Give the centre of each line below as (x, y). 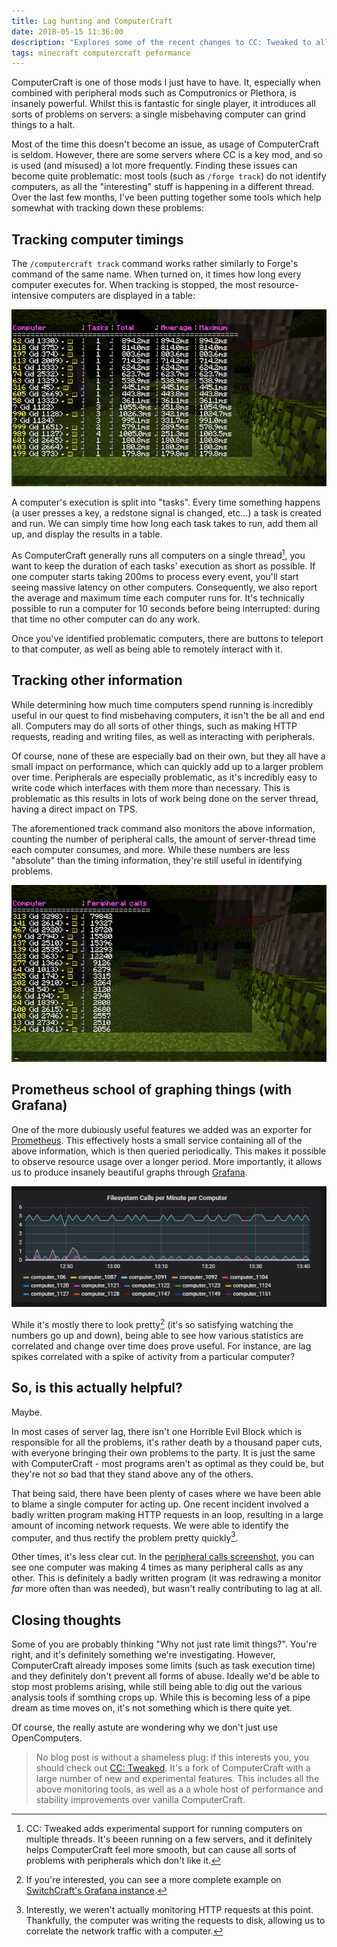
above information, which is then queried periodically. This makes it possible (169, 1151)
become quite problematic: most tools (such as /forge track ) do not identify (169, 176)
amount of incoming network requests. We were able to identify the (150, 1525)
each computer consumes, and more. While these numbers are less (151, 849)
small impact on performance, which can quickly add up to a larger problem (167, 766)
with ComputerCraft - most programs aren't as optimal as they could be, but (168, 1463)
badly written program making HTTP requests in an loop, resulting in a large (167, 1514)
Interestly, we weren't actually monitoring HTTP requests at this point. (169, 1910)
